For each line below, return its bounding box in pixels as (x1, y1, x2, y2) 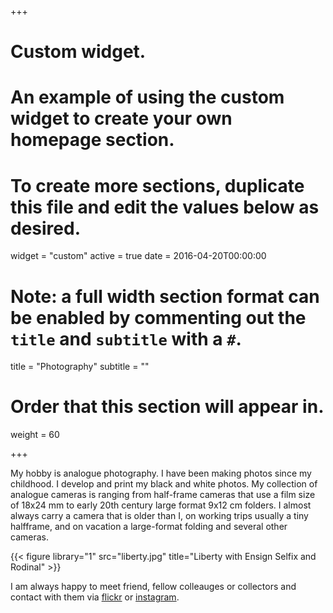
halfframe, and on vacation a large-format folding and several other (10, 521, 288, 533)
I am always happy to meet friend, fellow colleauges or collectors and (10, 581, 297, 593)
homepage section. (10, 129, 175, 151)
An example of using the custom (10, 86, 285, 109)
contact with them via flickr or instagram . (10, 591, 180, 603)
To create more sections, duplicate (10, 174, 305, 197)
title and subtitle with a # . (10, 327, 242, 350)
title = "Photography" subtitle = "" (10, 361, 150, 373)
